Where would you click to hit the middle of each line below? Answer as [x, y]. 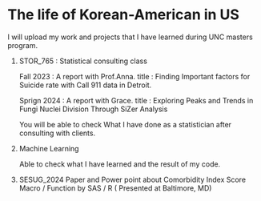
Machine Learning [49, 148]
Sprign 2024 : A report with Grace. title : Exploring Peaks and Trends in [136, 100]
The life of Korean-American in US [123, 15]
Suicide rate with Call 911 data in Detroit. [85, 85]
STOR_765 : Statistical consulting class [83, 61]
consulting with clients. [57, 133]
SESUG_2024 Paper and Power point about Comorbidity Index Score [132, 179]
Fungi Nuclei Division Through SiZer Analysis [93, 109]
